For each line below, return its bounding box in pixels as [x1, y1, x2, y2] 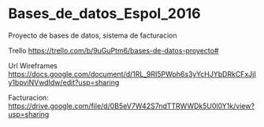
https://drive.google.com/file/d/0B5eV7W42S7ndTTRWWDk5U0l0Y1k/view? [8, 101, 255, 111]
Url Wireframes [8, 60, 58, 71]
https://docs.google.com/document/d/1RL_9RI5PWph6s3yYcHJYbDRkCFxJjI [8, 69, 256, 78]
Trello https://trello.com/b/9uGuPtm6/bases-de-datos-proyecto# [8, 45, 219, 55]
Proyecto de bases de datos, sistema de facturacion [8, 31, 177, 40]
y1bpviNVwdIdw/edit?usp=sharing [8, 78, 120, 87]
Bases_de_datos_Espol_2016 [8, 5, 201, 23]
